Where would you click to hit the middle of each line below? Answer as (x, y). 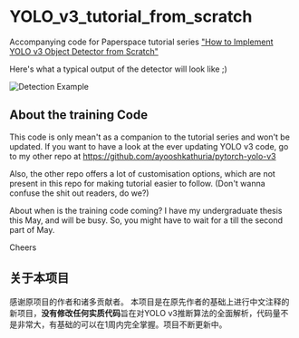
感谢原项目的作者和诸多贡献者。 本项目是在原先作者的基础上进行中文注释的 (149, 302)
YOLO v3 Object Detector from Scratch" (84, 51)
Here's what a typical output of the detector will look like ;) (119, 69)
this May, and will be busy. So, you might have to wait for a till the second (146, 220)
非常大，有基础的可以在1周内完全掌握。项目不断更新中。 (122, 324)
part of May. (32, 229)
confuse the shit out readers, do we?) (79, 193)
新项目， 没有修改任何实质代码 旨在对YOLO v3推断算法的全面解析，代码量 (145, 313)
